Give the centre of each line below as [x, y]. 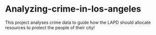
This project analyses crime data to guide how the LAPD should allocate [78, 22]
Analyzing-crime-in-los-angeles [73, 9]
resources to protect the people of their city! [50, 27]
